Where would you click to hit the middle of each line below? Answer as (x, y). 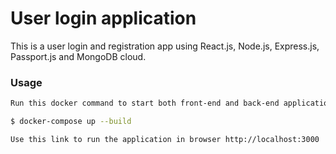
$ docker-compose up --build (71, 122)
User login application (103, 18)
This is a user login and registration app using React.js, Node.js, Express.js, (165, 46)
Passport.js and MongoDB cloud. (78, 56)
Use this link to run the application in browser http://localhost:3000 (165, 139)
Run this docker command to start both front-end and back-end (145, 103)
